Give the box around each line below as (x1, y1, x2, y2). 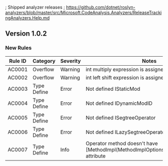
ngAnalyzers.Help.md (5, 15, 50, 21)
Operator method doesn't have (85, 140, 158, 147)
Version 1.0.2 (5, 30, 47, 38)
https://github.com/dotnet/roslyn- (65, 5, 136, 10)
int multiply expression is (85, 66, 144, 73)
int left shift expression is (85, 74, 144, 81)
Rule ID (9, 57, 26, 64)
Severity (60, 57, 81, 64)
